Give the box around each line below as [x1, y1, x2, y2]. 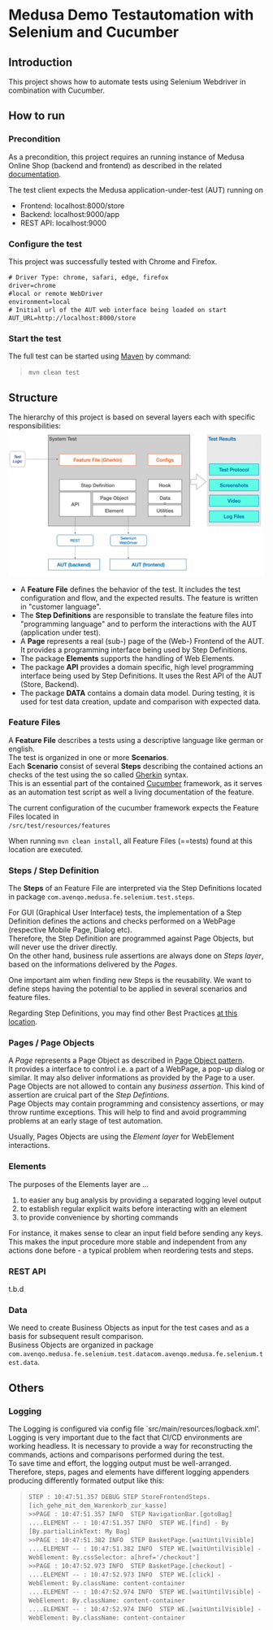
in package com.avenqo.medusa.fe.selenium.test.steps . [8, 892, 195, 902]
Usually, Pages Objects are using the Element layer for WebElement [8, 1132, 235, 1141]
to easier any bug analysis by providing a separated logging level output [19, 1195, 262, 1205]
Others [8, 1380, 45, 1395]
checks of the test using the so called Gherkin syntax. [8, 770, 188, 780]
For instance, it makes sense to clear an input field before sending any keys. [8, 1228, 263, 1237]
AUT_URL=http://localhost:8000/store [8, 314, 136, 322]
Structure [8, 390, 58, 404]
